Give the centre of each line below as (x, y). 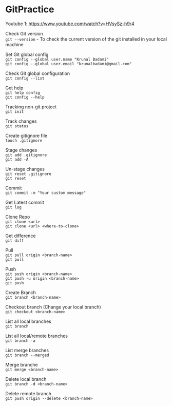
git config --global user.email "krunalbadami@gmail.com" (69, 64)
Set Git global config (27, 54)
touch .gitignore (24, 140)
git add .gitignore (26, 155)
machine (15, 44)
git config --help (25, 97)
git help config (23, 93)
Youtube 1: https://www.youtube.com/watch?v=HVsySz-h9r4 (70, 24)
